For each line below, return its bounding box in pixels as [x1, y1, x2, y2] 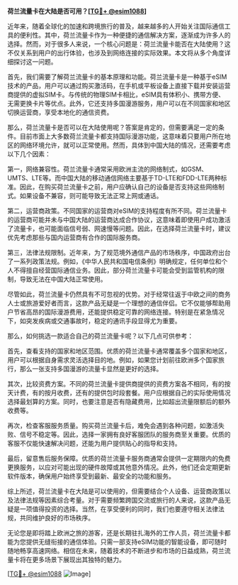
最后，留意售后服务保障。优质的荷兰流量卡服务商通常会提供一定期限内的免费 [7, 454, 231, 462]
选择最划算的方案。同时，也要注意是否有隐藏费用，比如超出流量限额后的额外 [7, 398, 231, 405]
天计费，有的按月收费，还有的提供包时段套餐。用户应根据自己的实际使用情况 [7, 388, 231, 397]
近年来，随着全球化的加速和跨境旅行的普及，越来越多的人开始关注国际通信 [7, 22, 225, 31]
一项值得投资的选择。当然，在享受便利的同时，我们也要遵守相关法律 [19, 505, 218, 513]
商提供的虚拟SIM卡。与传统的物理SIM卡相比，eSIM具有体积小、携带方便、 [7, 90, 225, 99]
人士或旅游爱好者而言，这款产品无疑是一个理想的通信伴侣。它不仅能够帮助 [7, 299, 225, 307]
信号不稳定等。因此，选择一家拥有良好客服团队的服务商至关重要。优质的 [19, 430, 231, 439]
